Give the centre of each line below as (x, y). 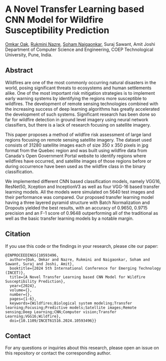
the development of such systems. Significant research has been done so (81, 114)
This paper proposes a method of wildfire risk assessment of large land (78, 134)
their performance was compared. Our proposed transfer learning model (80, 197)
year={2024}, (23, 286)
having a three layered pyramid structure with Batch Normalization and (78, 202)
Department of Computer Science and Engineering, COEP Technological (79, 49)
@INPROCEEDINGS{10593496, (32, 255)
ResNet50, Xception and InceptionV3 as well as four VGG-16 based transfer (83, 186)
